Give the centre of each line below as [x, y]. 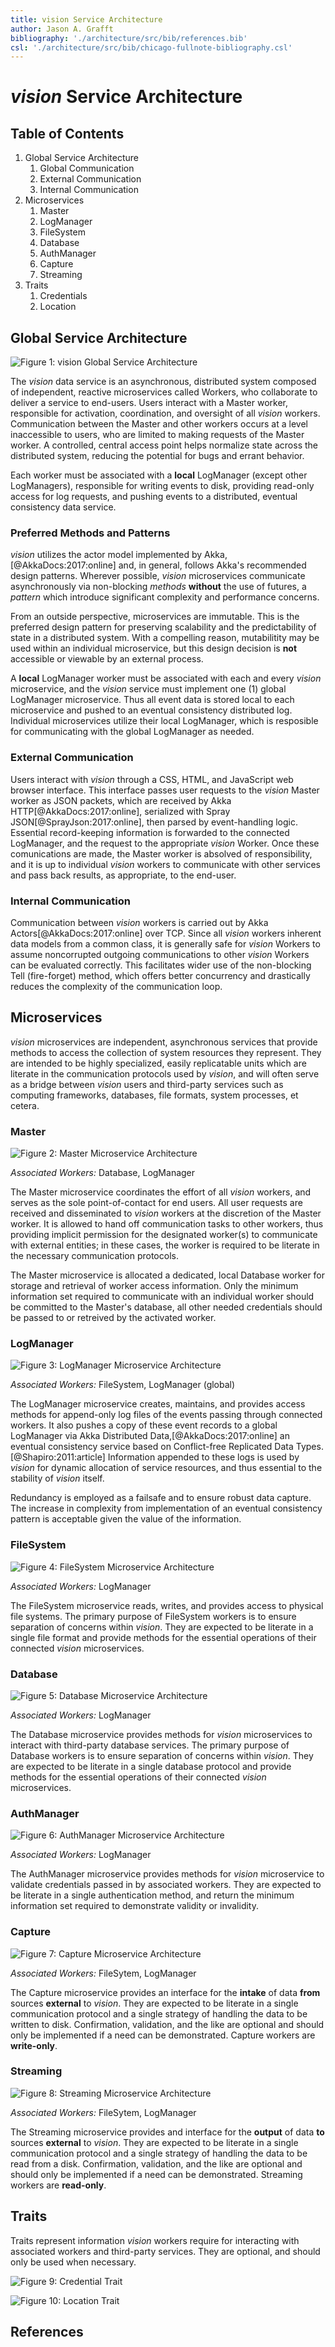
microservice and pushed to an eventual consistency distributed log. [151, 710]
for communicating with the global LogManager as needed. [132, 732]
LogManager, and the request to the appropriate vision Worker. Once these [165, 843]
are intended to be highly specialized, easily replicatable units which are [158, 1063]
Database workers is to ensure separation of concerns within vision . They [162, 1755]
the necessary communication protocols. [94, 1256]
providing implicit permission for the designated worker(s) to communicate [164, 1235]
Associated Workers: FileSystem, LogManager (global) [123, 1385]
